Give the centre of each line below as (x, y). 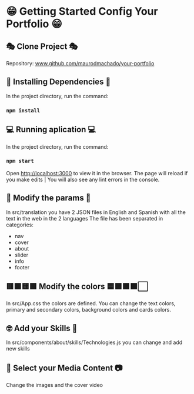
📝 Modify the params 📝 (48, 198)
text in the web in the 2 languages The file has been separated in (85, 218)
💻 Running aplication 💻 (51, 130)
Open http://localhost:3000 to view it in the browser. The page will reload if (97, 173)
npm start (20, 161)
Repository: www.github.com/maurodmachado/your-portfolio (80, 63)
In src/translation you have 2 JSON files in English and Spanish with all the (96, 212)
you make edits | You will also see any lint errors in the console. (83, 179)
